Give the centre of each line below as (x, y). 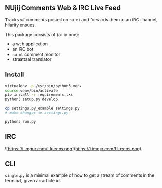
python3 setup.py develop (31, 99)
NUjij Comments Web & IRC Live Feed (63, 8)
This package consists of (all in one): (42, 34)
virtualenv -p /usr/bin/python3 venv (43, 86)
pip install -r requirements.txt (39, 95)
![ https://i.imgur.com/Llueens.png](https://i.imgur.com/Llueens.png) (73, 149)
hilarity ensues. (20, 25)
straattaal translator (32, 59)
